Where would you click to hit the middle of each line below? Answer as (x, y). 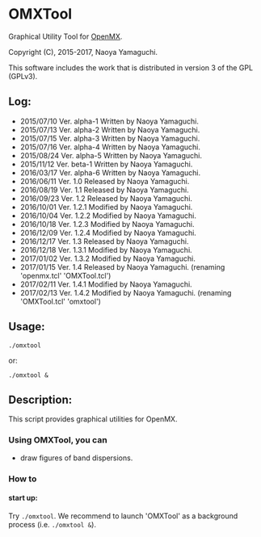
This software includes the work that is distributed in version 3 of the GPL (130, 67)
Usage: (27, 327)
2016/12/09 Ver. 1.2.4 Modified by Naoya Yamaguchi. (108, 233)
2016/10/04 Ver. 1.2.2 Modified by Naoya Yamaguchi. (108, 216)
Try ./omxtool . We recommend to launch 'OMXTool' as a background (123, 516)
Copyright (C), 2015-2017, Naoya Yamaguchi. (83, 52)
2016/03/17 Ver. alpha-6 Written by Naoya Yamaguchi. (110, 172)
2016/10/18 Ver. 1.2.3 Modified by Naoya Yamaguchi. (107, 224)
